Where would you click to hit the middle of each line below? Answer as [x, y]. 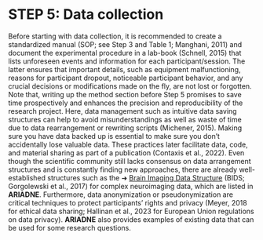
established [27, 177]
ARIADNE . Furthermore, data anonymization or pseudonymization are [121, 195]
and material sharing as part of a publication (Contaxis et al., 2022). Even [126, 153]
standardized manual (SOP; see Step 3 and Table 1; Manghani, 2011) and [125, 44]
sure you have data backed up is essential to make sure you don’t [114, 136]
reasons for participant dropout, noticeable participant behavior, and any [126, 78]
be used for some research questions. [69, 227]
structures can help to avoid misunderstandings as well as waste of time [125, 119]
